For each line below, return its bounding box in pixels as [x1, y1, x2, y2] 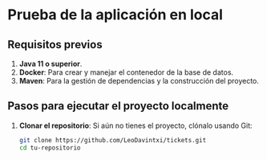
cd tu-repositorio [18, 143, 81, 152]
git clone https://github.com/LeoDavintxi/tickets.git [18, 136, 207, 144]
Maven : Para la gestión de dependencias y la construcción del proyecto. [18, 76, 260, 85]
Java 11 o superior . [18, 59, 83, 68]
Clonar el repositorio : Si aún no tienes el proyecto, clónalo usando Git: [18, 121, 253, 130]
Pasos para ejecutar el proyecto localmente [7, 99, 229, 113]
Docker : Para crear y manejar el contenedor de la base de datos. [18, 68, 234, 77]
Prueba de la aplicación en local [7, 6, 224, 24]
